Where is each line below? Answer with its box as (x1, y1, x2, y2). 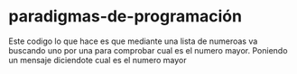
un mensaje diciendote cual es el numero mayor (8, 54, 187, 65)
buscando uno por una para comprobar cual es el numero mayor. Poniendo (8, 45, 288, 55)
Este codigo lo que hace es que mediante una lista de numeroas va (8, 36, 258, 46)
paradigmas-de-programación (8, 6, 243, 27)
